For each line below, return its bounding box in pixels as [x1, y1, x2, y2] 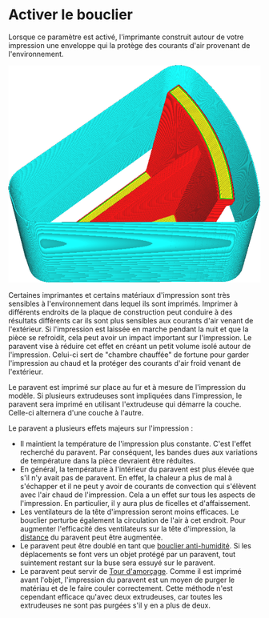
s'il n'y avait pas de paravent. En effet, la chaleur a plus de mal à [19, 473, 232, 483]
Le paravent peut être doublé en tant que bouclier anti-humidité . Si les [19, 541, 252, 551]
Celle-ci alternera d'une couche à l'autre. [8, 408, 144, 418]
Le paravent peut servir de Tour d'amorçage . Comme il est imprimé [19, 567, 242, 576]
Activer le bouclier [8, 6, 134, 24]
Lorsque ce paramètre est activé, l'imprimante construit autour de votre [8, 32, 244, 42]
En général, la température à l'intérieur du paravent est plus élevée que [19, 464, 255, 474]
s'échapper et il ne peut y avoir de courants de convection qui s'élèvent [19, 482, 256, 492]
